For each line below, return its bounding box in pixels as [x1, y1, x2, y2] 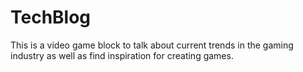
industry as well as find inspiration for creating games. [10, 49, 234, 61]
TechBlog [10, 6, 92, 29]
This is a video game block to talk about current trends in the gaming [10, 39, 294, 51]
